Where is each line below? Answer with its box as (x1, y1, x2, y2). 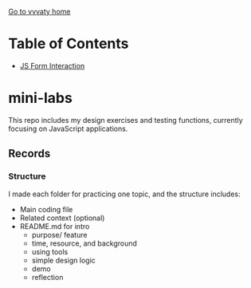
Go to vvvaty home (8, 7, 71, 16)
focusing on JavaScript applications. (8, 124, 128, 133)
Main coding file (19, 204, 73, 214)
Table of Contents (8, 35, 129, 53)
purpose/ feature (31, 230, 88, 239)
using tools (31, 247, 69, 256)
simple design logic (31, 255, 96, 265)
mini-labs (8, 89, 73, 107)
